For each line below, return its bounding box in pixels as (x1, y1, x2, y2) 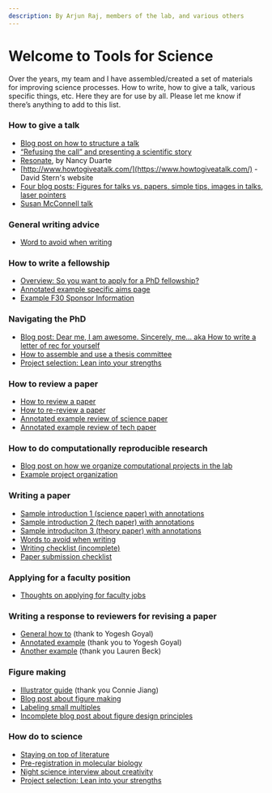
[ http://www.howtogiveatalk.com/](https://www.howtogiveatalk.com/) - (19, 164, 258, 174)
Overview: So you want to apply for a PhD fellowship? (19, 276, 200, 286)
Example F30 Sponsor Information (19, 293, 135, 303)
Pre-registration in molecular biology (19, 758, 143, 768)
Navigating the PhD (8, 313, 87, 325)
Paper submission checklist (19, 551, 113, 561)
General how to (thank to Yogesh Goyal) (19, 629, 154, 639)
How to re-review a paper (19, 405, 107, 415)
